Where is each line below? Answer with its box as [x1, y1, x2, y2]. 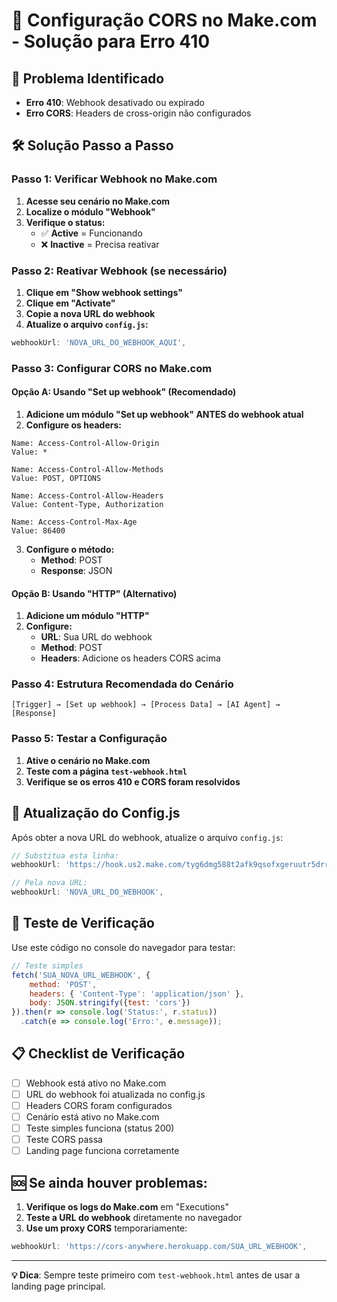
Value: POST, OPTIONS [11, 473, 102, 483]
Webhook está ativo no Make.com [25, 1077, 167, 1089]
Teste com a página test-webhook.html [25, 765, 188, 777]
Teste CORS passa [25, 1134, 103, 1146]
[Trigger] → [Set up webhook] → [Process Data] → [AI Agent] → [11, 700, 281, 710]
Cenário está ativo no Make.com [25, 1111, 160, 1123]
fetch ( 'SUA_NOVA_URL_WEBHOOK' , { [11, 970, 151, 980]
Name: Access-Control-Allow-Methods [11, 464, 164, 474]
